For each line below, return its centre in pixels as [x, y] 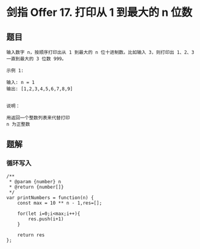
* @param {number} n [35, 181]
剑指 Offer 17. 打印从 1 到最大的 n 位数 [99, 12]
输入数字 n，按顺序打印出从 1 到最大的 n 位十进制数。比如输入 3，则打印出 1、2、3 [100, 52]
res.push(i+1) [46, 219]
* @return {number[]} [36, 187]
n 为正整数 [18, 124]
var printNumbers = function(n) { [50, 198]
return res [31, 235]
